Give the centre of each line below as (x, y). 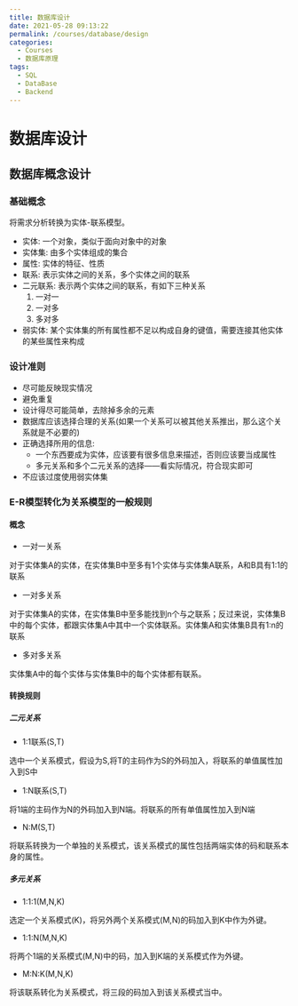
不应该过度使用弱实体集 (65, 476)
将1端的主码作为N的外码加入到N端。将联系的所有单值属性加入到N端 (132, 810)
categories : (31, 42)
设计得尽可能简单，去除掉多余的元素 (88, 410)
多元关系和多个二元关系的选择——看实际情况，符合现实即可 (144, 465)
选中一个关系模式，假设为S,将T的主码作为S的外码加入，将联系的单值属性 (142, 761)
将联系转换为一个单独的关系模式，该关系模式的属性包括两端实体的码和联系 (145, 846)
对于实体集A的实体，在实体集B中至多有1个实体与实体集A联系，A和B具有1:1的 (149, 564)
